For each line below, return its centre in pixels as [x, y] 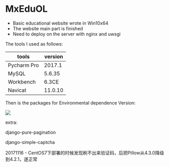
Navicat [17, 90]
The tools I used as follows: [34, 44]
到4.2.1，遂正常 [21, 159]
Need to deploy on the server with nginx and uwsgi [67, 34]
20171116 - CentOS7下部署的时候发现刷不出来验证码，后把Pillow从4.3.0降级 [85, 153]
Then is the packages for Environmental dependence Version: [70, 102]
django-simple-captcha [30, 142]
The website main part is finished [48, 28]
